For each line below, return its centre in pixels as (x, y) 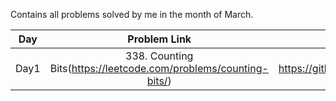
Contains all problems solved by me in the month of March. (132, 14)
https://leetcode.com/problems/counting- (170, 68)
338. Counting (159, 56)
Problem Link (159, 39)
